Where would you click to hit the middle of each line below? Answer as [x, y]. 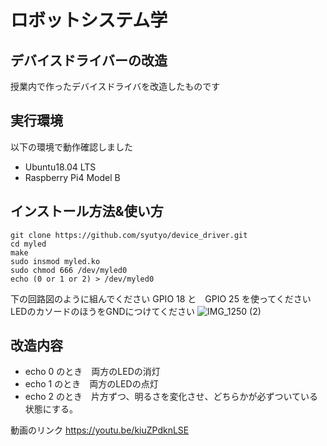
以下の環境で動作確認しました [71, 147]
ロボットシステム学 [89, 20]
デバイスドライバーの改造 [89, 60]
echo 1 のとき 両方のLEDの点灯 [91, 384]
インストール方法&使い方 [87, 211]
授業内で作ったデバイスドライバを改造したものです [115, 86]
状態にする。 [51, 409]
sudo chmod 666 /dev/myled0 [69, 270]
